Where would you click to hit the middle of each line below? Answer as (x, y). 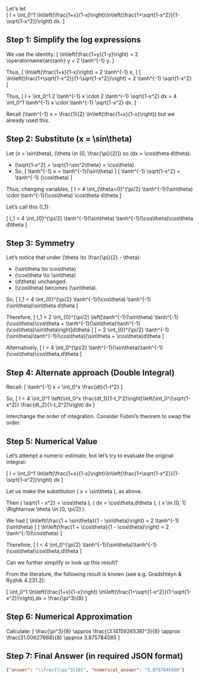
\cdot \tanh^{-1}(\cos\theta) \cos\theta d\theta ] (64, 195)
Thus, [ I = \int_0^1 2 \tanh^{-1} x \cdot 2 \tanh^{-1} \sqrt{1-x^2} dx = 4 (91, 96)
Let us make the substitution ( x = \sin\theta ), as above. (74, 491)
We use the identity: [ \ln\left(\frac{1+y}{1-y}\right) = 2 (72, 54)
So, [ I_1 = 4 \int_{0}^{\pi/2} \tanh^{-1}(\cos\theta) (66, 299)
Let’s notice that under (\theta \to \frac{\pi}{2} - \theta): (74, 257)
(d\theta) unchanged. (41, 282)
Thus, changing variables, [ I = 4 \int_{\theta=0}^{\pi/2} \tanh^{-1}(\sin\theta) (99, 189)
